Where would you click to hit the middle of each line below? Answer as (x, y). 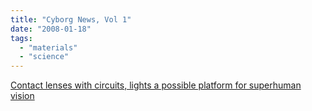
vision (22, 96)
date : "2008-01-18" (51, 29)
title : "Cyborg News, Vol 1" (71, 19)
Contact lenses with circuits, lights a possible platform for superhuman (156, 85)
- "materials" (48, 47)
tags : (21, 38)
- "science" (44, 57)
